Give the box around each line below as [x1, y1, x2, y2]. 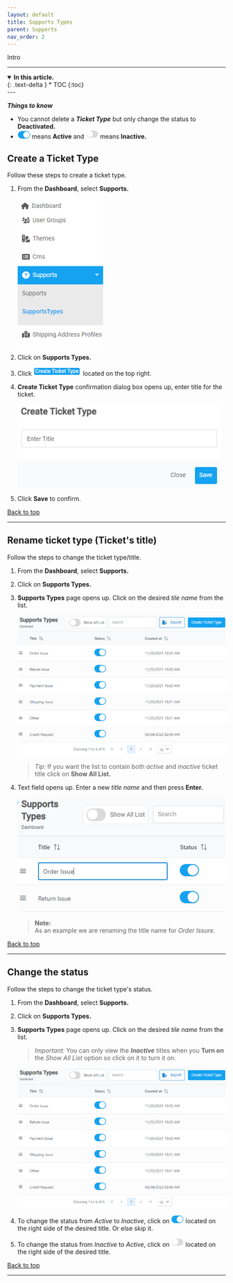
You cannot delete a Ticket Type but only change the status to [17, 115, 196, 123]
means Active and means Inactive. [31, 132, 147, 141]
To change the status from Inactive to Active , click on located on [17, 1240, 216, 1248]
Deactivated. [17, 122, 55, 131]
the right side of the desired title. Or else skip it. [17, 1224, 154, 1232]
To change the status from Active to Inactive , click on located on [17, 1216, 216, 1225]
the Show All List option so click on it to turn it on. [34, 1053, 177, 1062]
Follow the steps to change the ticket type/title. [7, 553, 141, 561]
